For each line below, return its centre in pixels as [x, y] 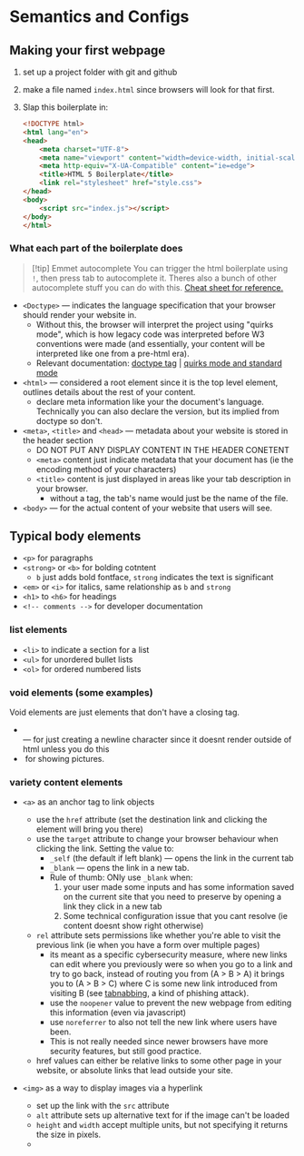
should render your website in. [79, 314]
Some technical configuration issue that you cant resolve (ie [176, 916]
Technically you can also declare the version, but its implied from [157, 411]
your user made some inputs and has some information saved [179, 887]
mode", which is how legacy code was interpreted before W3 [150, 334]
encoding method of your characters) [106, 469]
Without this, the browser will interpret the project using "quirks [155, 324]
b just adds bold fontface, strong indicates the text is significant [155, 578]
